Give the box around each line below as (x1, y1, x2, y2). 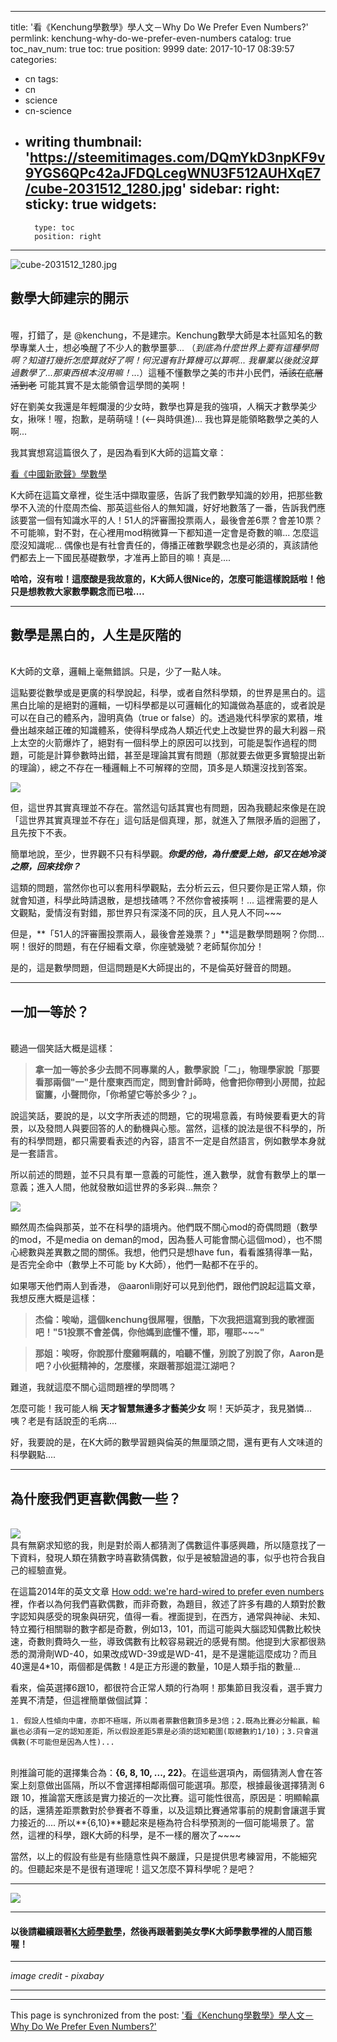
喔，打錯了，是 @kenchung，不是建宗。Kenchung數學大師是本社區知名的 (10, 329, 315, 341)
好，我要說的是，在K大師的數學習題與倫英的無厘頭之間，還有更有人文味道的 (10, 1436, 323, 1448)
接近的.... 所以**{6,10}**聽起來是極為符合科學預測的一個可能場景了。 (18, 1817, 306, 1829)
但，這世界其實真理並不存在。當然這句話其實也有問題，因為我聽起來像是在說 (10, 802, 326, 814)
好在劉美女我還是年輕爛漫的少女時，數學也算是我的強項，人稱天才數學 (10, 400, 300, 412)
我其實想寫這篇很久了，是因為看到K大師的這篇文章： (10, 446, 227, 458)
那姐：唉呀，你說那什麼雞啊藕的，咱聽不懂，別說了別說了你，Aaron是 (34, 1347, 325, 1360)
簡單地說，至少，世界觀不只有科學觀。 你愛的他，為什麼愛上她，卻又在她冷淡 (10, 848, 326, 860)
